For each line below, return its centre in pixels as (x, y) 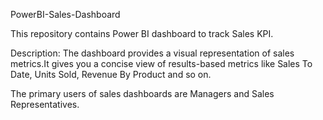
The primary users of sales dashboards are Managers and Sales (142, 93)
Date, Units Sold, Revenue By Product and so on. (111, 74)
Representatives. (45, 104)
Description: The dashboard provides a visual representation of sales (152, 53)
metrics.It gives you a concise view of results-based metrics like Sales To (161, 63)
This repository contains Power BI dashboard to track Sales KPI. (142, 33)
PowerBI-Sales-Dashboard (65, 14)
